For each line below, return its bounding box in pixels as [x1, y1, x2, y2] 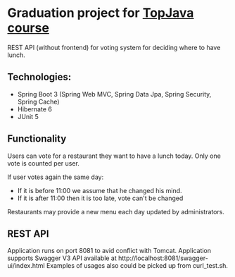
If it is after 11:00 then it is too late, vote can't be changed [17, 194, 184, 202]
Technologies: [7, 71, 72, 83]
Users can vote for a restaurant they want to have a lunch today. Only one [7, 152, 222, 160]
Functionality [7, 133, 67, 145]
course [7, 20, 49, 36]
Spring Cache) [17, 97, 60, 106]
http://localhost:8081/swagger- [118, 254, 209, 262]
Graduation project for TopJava [7, 5, 194, 21]
